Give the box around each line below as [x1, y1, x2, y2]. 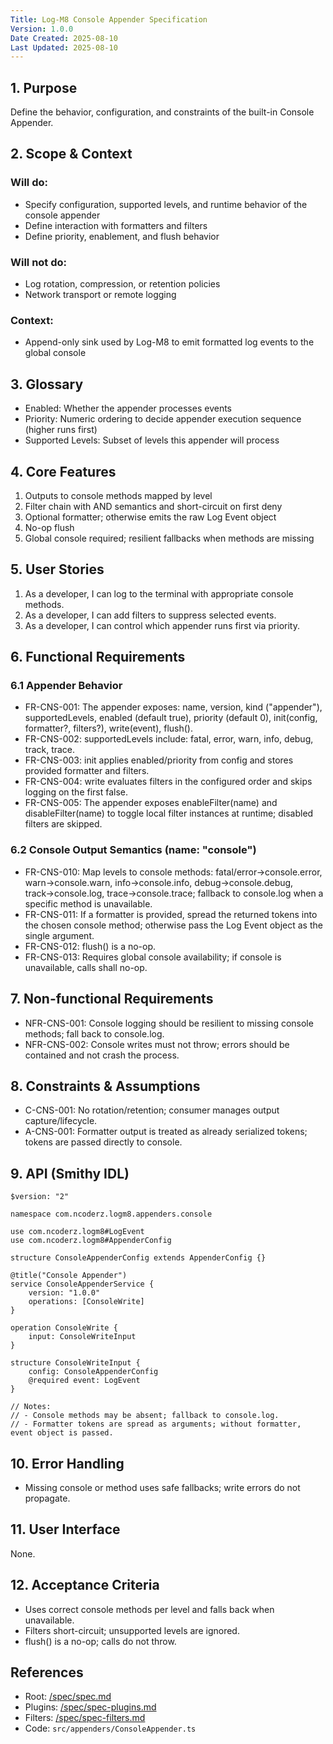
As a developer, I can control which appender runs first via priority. [24, 619, 300, 631]
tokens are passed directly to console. [24, 1136, 183, 1148]
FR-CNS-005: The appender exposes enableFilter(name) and [24, 797, 278, 809]
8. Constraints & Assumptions [10, 1077, 201, 1095]
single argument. [24, 929, 95, 941]
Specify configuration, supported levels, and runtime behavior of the [24, 198, 308, 210]
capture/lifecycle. [24, 1115, 98, 1127]
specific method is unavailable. [24, 897, 153, 910]
